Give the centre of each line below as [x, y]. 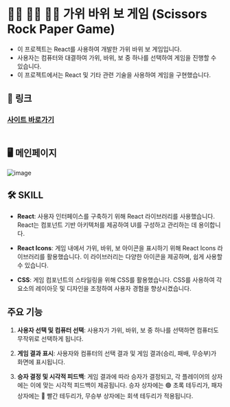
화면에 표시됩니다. [41, 362]
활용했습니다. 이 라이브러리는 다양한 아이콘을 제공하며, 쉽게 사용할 [135, 256]
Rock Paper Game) [61, 29]
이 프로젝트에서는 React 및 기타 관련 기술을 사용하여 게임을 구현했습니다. [114, 75]
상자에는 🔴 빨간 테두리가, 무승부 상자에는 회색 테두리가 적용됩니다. [105, 395]
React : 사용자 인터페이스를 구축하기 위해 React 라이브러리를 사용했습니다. [116, 216]
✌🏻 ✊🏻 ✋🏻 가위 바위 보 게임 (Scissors [107, 14]
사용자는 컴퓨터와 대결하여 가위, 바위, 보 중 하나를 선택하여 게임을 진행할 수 [117, 57]
